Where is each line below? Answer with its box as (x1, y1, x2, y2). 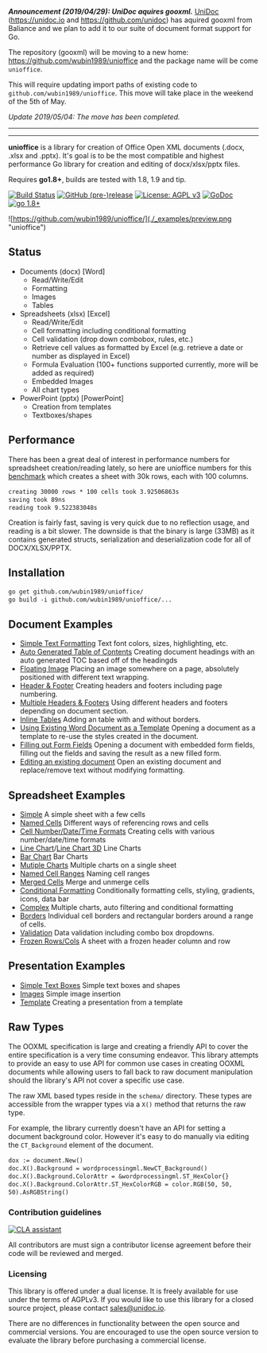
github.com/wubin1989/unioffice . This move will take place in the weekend (8, 88, 253, 98)
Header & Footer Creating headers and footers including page (19, 681, 222, 690)
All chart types (31, 385, 79, 395)
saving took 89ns (8, 496, 66, 503)
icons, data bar (19, 894, 69, 904)
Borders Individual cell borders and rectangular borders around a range (19, 911, 253, 921)
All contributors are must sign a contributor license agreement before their (8, 1240, 252, 1250)
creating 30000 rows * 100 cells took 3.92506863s (8, 488, 180, 496)
